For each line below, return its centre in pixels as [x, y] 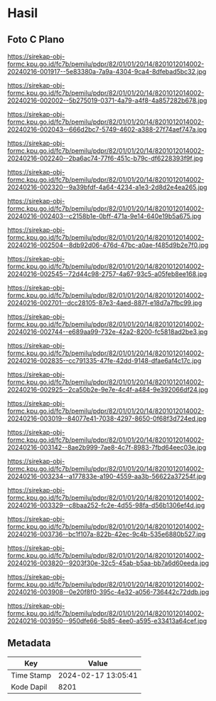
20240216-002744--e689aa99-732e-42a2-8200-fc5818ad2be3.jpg [108, 332]
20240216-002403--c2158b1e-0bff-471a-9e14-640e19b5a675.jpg [104, 216]
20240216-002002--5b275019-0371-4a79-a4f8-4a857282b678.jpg [107, 100]
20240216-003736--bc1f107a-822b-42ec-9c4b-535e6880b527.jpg [107, 534]
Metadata [29, 643]
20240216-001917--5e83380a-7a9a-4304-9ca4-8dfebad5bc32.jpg [107, 72]
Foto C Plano [36, 39]
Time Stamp [31, 675]
